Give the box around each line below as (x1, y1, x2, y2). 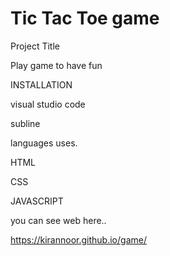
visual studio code (10, 98, 86, 110)
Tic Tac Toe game (10, 7, 160, 30)
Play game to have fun (10, 59, 103, 71)
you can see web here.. (10, 214, 107, 226)
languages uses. (10, 137, 78, 149)
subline (10, 117, 41, 129)
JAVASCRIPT (10, 195, 64, 207)
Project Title (10, 40, 61, 52)
